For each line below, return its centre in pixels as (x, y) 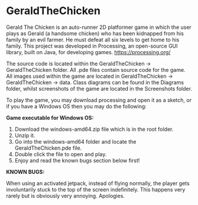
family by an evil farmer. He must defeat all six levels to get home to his (93, 39)
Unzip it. (25, 135)
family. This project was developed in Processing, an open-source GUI (92, 46)
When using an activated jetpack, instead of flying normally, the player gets (98, 183)
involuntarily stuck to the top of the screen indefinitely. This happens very (96, 189)
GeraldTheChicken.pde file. (48, 148)
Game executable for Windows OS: (50, 118)
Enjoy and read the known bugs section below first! (77, 160)
